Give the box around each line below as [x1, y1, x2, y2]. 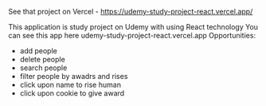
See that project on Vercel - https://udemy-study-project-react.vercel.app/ [8, 7, 253, 16]
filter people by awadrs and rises [19, 72, 128, 80]
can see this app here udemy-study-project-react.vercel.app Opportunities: [8, 31, 256, 40]
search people [19, 63, 68, 73]
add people [19, 46, 57, 55]
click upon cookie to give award [19, 88, 125, 98]
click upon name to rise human [19, 80, 122, 89]
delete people [19, 55, 65, 64]
